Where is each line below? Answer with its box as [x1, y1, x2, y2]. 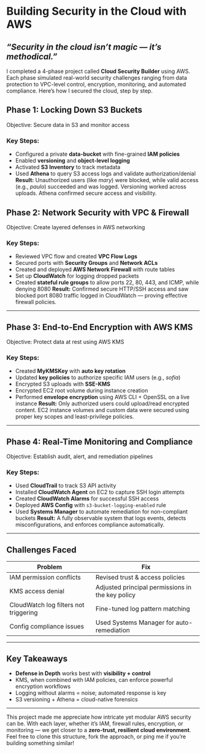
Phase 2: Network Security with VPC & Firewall [6, 207, 189, 218]
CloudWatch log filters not [9, 601, 85, 610]
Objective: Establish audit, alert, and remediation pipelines [6, 453, 153, 461]
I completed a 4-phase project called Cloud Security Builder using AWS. [6, 67, 191, 75]
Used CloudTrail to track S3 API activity [15, 482, 116, 489]
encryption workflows [15, 682, 71, 690]
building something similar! [6, 740, 75, 747]
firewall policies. [15, 299, 57, 306]
